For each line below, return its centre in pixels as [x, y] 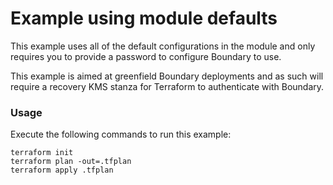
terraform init [42, 153]
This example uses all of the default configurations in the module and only [163, 46]
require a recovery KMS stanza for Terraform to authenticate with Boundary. [167, 86]
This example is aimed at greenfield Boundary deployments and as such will [167, 76]
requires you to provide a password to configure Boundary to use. [146, 56]
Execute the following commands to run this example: [121, 134]
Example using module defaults [144, 18]
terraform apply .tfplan [62, 170]
